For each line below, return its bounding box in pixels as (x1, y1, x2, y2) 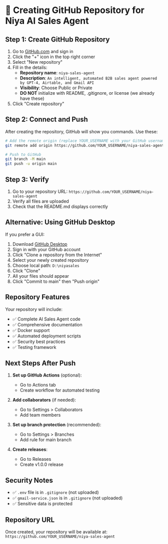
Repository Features (5, 293, 70, 301)
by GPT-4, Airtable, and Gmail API (19, 80, 94, 85)
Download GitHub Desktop (12, 241, 67, 247)
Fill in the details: (12, 65, 47, 70)
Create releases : (12, 446, 47, 453)
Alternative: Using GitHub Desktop (5, 218, 115, 227)
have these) (19, 95, 44, 101)
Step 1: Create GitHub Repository (5, 35, 110, 44)
